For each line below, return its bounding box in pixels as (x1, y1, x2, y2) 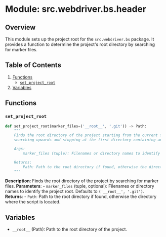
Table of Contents (5, 61, 62, 70)
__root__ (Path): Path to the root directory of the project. (12, 226, 127, 233)
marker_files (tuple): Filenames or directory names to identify (23, 151, 161, 156)
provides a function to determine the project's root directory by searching (5, 41, 155, 47)
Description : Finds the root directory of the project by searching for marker (5, 178, 159, 184)
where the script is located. (5, 199, 61, 205)
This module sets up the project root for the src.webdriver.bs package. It (5, 36, 154, 42)
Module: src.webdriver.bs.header (5, 3, 147, 15)
